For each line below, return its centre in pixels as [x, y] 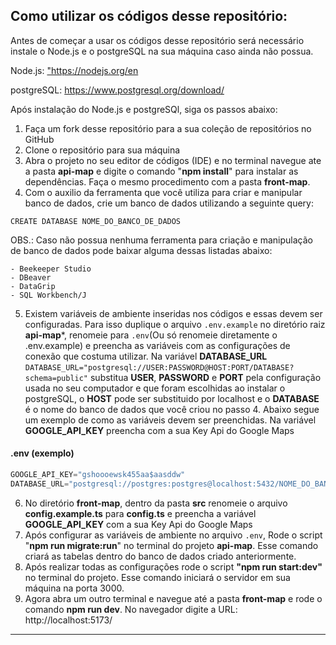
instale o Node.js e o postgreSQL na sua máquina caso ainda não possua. [162, 51]
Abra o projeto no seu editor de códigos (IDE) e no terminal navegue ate [173, 160]
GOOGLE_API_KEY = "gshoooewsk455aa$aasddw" [98, 475]
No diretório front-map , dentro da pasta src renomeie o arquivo [156, 503]
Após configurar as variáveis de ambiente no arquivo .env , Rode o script [173, 535]
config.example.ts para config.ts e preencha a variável [140, 513]
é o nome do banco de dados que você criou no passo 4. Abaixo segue [172, 409]
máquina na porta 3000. [74, 588]
